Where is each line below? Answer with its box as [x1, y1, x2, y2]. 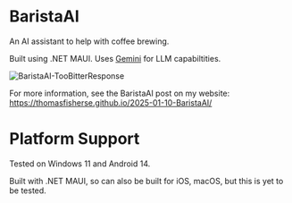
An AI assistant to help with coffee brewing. [9, 36, 170, 47]
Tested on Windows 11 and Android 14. [9, 158, 151, 169]
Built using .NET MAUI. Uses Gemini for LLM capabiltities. [9, 53, 221, 63]
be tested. [9, 185, 46, 196]
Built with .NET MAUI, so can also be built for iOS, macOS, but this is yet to [9, 175, 284, 186]
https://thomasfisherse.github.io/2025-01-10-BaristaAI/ [9, 97, 213, 108]
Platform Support [9, 129, 140, 149]
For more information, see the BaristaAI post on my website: [9, 88, 230, 98]
